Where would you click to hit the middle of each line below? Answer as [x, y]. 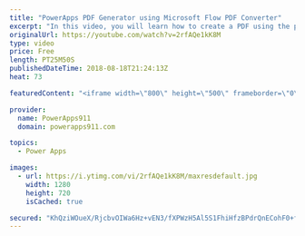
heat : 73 [26, 77]
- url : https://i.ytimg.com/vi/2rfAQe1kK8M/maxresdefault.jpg [138, 176]
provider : [28, 110]
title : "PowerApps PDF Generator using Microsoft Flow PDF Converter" [146, 18]
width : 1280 [48, 184]
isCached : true [54, 202]
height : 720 [48, 193]
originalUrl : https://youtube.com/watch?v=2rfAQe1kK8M [115, 34]
